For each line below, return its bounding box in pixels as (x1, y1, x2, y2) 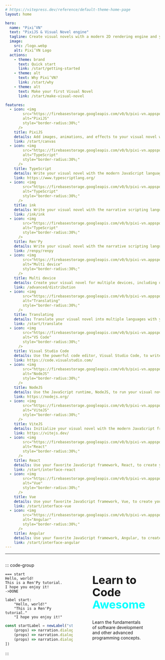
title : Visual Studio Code (14, 349, 69, 354)
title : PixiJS (14, 129, 43, 135)
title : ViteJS (14, 421, 43, 427)
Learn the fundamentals (92, 619, 141, 625)
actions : (9, 52, 27, 57)
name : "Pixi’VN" (9, 25, 43, 30)
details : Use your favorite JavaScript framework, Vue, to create (14, 499, 153, 504)
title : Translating (14, 312, 54, 317)
